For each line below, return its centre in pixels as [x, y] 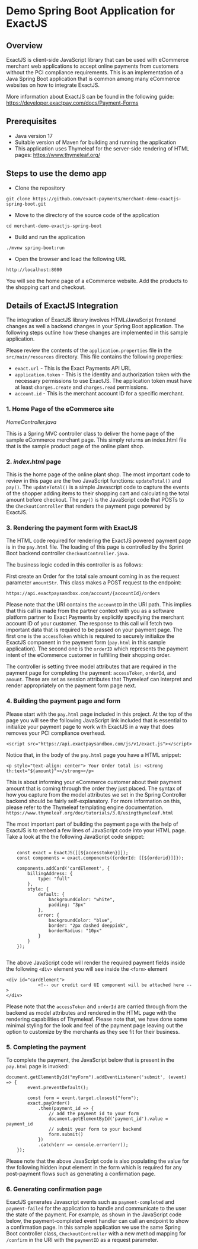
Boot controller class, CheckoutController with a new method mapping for [96, 1234]
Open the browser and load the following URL [70, 259]
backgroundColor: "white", [82, 899]
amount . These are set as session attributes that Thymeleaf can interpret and [99, 679]
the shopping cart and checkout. [46, 287]
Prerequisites [31, 122]
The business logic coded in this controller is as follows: [75, 565]
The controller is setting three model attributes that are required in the [91, 666]
